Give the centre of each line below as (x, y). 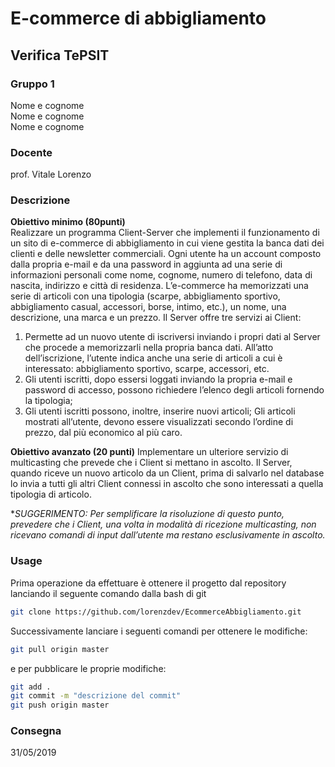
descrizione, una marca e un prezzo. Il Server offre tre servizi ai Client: (156, 318)
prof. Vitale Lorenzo (51, 174)
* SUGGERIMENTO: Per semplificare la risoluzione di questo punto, (147, 514)
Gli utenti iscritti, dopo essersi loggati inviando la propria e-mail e (158, 379)
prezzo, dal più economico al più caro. (103, 433)
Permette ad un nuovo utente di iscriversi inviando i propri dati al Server (172, 337)
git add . (31, 687)
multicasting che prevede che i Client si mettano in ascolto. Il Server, (151, 463)
